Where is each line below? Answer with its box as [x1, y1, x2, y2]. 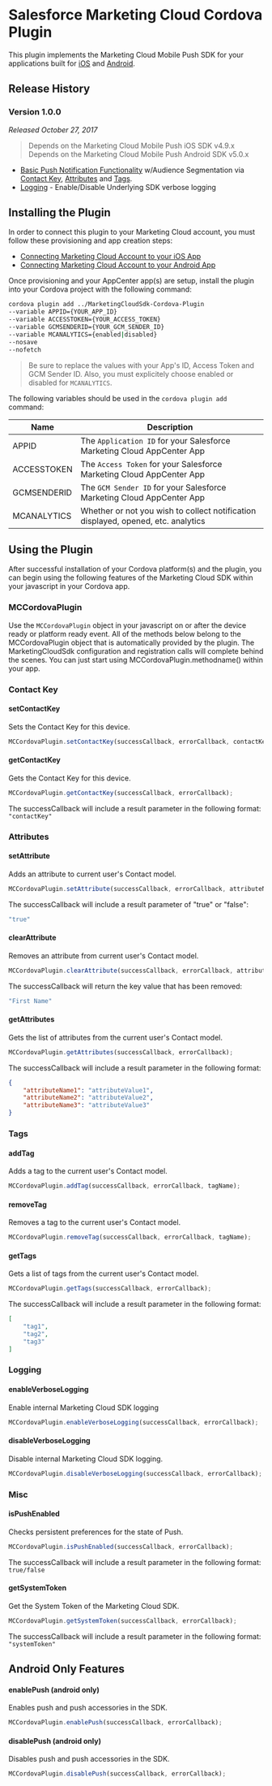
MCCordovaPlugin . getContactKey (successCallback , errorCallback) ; [8, 789, 233, 797]
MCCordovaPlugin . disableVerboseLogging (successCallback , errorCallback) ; [8, 1469, 263, 1477]
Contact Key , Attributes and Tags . [19, 173, 133, 184]
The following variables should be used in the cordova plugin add [8, 393, 227, 403]
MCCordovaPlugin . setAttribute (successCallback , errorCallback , [8, 884, 227, 893]
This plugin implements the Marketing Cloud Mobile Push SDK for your [8, 50, 244, 59]
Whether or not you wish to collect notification [80, 505, 257, 517]
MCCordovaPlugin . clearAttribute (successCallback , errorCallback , [8, 967, 233, 975]
